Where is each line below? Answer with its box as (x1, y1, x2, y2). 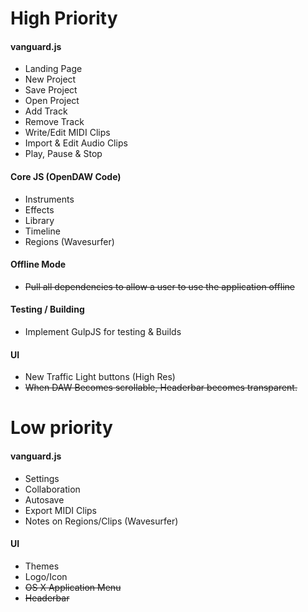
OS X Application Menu (24, 581, 122, 593)
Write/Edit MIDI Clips (24, 127, 111, 139)
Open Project (24, 95, 80, 107)
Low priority (10, 417, 113, 439)
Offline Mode (10, 258, 67, 271)
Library (24, 214, 55, 226)
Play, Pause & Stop (24, 148, 103, 160)
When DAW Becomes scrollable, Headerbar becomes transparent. (24, 382, 298, 394)
